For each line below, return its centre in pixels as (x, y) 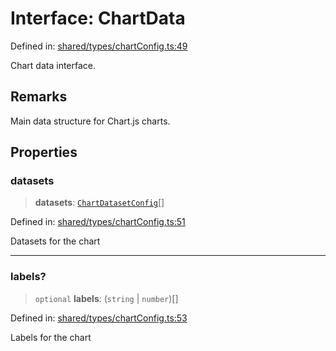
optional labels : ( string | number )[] (106, 298)
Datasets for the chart (55, 241)
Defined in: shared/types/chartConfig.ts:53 (99, 318)
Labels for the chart (51, 337)
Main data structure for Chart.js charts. (90, 121)
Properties (44, 152)
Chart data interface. (53, 65)
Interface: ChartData (98, 18)
